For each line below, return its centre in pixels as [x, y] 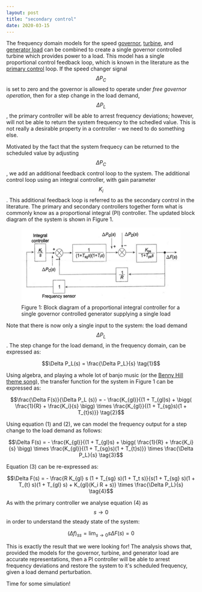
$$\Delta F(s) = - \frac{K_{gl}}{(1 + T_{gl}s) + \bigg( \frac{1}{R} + [88, 442]
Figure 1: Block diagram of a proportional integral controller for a [101, 307]
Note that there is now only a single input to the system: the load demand [97, 325]
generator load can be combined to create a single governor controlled [94, 50]
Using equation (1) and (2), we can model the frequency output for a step [97, 424]
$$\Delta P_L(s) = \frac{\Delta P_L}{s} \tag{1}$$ [101, 364]
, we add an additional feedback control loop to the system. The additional [98, 173]
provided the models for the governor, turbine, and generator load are [93, 553]
